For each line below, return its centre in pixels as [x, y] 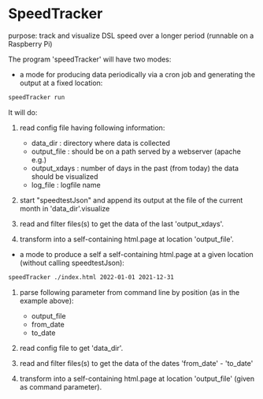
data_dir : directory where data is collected [101, 143]
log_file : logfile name [66, 185]
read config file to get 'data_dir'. [71, 348]
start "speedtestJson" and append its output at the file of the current [131, 200]
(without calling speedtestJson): [72, 263]
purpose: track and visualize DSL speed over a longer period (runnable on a [131, 35]
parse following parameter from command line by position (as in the [130, 292]
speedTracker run [37, 97]
